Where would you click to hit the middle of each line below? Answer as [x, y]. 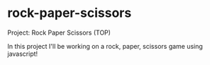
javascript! [23, 54]
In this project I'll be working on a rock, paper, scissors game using [105, 46]
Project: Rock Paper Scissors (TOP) [59, 32]
